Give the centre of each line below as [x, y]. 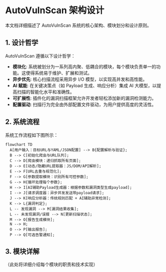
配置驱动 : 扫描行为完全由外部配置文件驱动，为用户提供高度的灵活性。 [84, 104]
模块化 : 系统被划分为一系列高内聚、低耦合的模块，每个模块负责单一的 [84, 67]
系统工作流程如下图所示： [32, 135]
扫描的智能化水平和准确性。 [46, 92]
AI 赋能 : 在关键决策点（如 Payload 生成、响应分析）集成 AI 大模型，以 [85, 85]
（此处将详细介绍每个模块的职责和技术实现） [52, 264]
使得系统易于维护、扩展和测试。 [59, 73]
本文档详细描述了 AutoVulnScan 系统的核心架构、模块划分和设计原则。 [78, 25]
